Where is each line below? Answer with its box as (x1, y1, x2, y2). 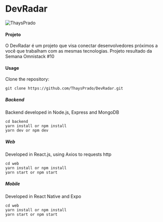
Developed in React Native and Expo (5, 193, 81, 200)
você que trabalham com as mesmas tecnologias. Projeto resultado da (5, 48, 152, 54)
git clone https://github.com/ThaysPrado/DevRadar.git (5, 86, 124, 91)
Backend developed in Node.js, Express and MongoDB (5, 109, 119, 115)
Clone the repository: (5, 76, 50, 82)
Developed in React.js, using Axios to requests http (5, 151, 112, 157)
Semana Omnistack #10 (5, 54, 55, 60)
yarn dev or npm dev (5, 128, 49, 133)
